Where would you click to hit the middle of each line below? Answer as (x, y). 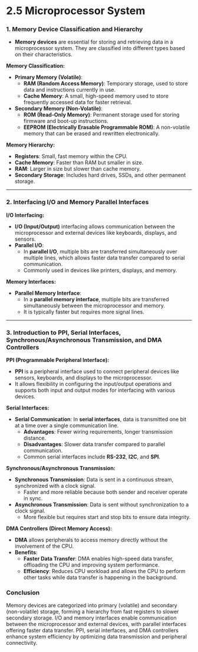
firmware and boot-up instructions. (66, 121)
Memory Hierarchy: (30, 145)
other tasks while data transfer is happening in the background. (100, 577)
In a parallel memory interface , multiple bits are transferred (96, 299)
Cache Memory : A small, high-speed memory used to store (96, 96)
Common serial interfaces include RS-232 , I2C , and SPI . (92, 457)
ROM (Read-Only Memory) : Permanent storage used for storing (101, 115)
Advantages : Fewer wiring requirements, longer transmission (98, 432)
